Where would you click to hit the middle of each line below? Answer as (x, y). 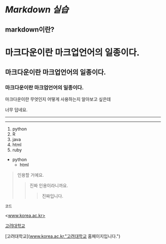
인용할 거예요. (31, 175)
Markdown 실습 (37, 10)
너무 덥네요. (17, 110)
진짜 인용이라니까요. (49, 186)
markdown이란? (30, 29)
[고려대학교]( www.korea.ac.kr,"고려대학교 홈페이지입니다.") (63, 236)
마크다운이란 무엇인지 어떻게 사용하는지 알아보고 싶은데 (58, 99)
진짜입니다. (52, 196)
